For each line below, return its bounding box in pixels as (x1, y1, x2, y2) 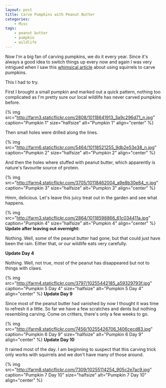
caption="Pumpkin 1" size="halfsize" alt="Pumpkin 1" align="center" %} (5, 119, 154, 125)
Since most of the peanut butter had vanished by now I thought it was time (5, 300, 159, 306)
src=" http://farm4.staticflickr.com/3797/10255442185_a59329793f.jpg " (5, 280, 152, 286)
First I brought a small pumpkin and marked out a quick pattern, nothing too (5, 88, 161, 95)
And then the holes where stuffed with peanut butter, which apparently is (5, 159, 155, 165)
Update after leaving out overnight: (5, 225, 80, 231)
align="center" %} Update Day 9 (5, 291, 73, 297)
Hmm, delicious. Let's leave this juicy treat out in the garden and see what (5, 194, 157, 200)
